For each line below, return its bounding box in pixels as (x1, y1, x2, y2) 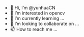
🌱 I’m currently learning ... (10, 15, 65, 21)
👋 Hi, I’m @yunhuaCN (10, 5, 56, 10)
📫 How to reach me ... (10, 26, 58, 32)
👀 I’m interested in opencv (10, 10, 65, 16)
